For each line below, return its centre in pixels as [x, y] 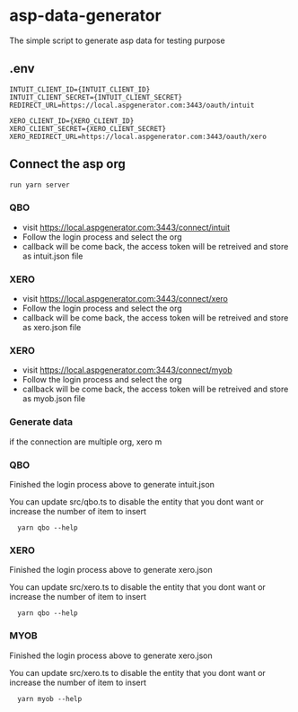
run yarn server [39, 185]
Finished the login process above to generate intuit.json [112, 484]
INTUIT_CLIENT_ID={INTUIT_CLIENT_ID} [80, 89]
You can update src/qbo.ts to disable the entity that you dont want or [136, 501]
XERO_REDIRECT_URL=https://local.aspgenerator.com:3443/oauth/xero [138, 136]
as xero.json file [52, 328]
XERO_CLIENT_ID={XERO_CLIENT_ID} [72, 121]
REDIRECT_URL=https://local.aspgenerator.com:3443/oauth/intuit [132, 105]
